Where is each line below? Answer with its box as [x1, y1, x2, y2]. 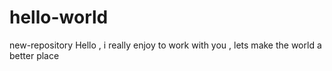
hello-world [9, 6, 109, 29]
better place [9, 49, 60, 61]
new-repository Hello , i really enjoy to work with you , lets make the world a [9, 39, 322, 51]
